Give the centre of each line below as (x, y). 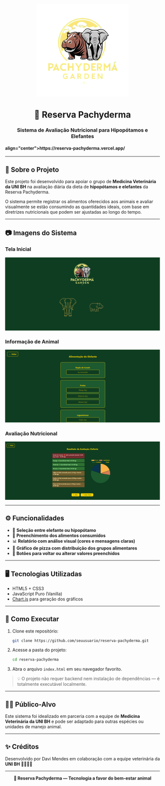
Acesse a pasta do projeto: (40, 650)
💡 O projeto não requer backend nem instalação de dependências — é (88, 679)
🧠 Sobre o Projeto (32, 169)
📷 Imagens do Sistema (41, 233)
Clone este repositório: (35, 631)
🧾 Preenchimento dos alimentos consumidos (59, 535)
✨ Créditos (22, 747)
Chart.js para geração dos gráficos (48, 599)
